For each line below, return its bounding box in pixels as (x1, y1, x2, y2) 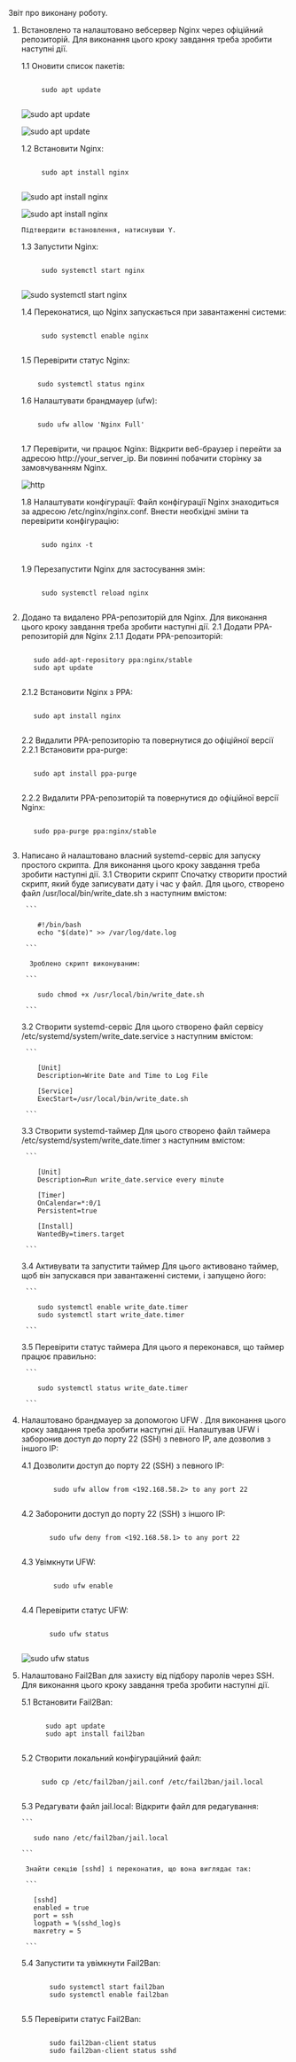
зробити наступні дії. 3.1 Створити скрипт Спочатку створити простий (20, 869, 288, 879)
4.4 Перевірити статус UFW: (20, 1605, 129, 1615)
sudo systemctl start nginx (41, 266, 145, 275)
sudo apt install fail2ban (44, 1730, 145, 1738)
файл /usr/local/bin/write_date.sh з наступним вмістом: (20, 888, 228, 898)
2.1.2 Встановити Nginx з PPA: (20, 687, 134, 697)
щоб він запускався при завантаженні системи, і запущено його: (20, 1270, 267, 1280)
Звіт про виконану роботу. (8, 8, 108, 18)
